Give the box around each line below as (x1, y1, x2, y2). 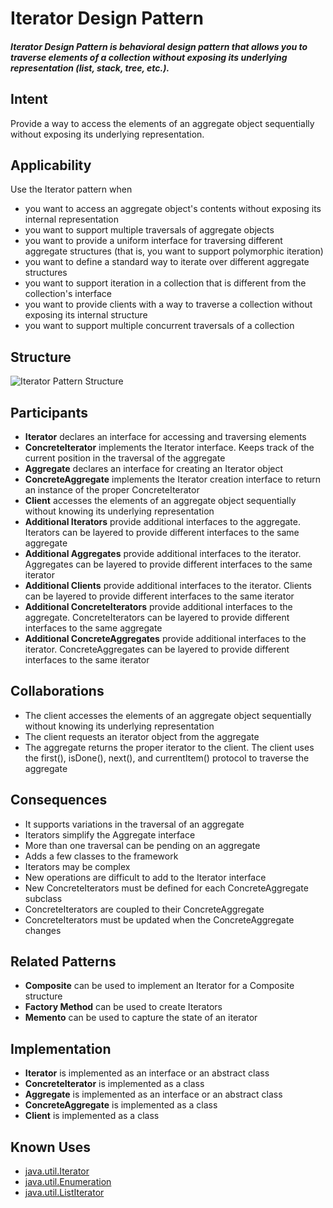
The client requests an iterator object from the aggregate (24, 730, 260, 742)
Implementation (10, 1040, 112, 1057)
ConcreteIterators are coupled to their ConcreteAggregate (24, 903, 265, 915)
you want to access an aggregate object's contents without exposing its (24, 203, 322, 215)
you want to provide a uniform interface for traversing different (24, 235, 283, 247)
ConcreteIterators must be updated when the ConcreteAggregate (24, 913, 295, 926)
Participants (10, 404, 88, 421)
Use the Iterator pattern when (10, 183, 133, 196)
